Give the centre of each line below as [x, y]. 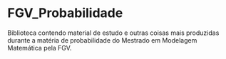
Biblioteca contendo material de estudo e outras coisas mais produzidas [113, 33]
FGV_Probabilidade [65, 13]
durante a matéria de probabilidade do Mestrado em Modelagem [102, 40]
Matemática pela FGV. [40, 48]
